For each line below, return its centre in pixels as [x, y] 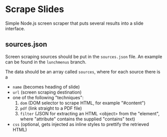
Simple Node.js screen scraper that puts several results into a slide [74, 23]
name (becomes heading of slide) [46, 87]
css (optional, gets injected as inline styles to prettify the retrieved [81, 124]
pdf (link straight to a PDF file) [51, 108]
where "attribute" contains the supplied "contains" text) [77, 119]
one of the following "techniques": [48, 97]
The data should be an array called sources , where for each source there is [83, 72]
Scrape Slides [35, 9]
